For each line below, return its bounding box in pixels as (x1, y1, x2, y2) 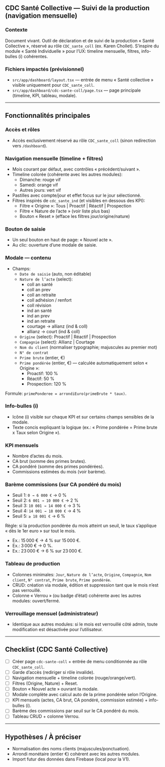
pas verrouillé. (12, 587, 42, 593)
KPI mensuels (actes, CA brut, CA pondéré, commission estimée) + (12, 697, 148, 703)
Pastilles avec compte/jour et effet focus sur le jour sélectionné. (12, 192, 141, 198)
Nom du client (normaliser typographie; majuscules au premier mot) (19, 344, 158, 350)
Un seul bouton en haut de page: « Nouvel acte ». (12, 237, 113, 243)
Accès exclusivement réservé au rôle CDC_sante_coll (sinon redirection (12, 138, 156, 143)
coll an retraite (27, 292, 56, 298)
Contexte (5, 27, 28, 34)
